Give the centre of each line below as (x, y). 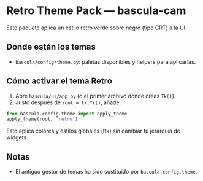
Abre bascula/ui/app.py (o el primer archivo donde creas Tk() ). (95, 96)
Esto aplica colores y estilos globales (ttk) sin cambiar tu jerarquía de (94, 131)
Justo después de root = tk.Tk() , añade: (68, 102)
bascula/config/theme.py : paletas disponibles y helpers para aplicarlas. (105, 61)
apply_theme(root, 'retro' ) (42, 119)
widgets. (17, 137)
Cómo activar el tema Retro (59, 81)
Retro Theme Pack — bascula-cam (96, 11)
